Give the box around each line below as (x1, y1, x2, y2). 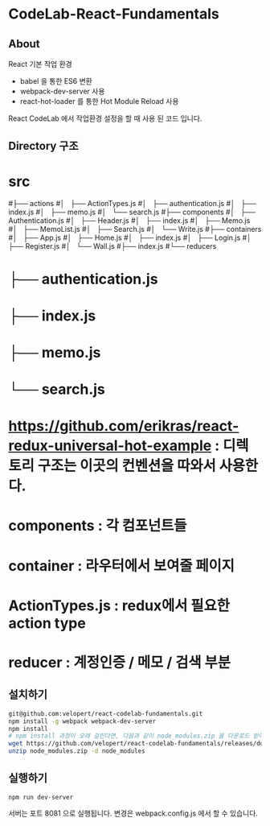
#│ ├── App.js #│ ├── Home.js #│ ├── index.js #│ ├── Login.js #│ (8, 233, 252, 242)
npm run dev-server (8, 793, 74, 801)
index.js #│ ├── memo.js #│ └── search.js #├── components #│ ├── (8, 207, 256, 217)
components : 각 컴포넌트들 (8, 517, 187, 535)
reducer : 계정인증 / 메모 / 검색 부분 (8, 654, 231, 672)
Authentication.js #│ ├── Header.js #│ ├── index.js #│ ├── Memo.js (8, 216, 251, 225)
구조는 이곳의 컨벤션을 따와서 (37, 456, 216, 475)
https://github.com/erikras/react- (8, 417, 239, 436)
